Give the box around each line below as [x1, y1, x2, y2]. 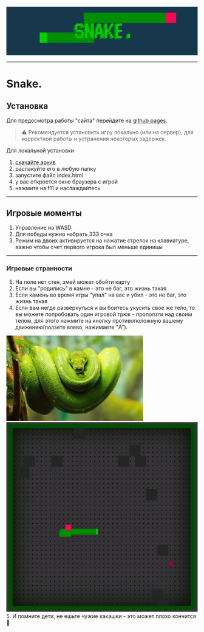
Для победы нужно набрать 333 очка [15, 230, 113, 238]
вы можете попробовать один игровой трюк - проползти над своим [15, 311, 192, 318]
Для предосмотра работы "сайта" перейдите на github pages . [6, 117, 168, 125]
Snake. [6, 77, 42, 91]
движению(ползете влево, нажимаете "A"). [15, 323, 128, 331]
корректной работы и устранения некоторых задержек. [21, 135, 167, 143]
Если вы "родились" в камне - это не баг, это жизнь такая [15, 284, 167, 292]
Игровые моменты [6, 208, 82, 218]
